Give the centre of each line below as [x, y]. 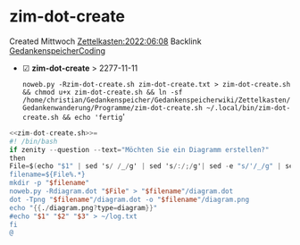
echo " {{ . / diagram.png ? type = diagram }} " [83, 207]
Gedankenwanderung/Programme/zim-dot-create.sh [112, 108]
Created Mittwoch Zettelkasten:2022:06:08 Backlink [106, 41]
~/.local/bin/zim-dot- [249, 108]
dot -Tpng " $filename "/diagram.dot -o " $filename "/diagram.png [129, 199]
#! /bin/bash [33, 141]
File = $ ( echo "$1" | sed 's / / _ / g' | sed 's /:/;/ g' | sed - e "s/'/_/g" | [146, 166]
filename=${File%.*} [48, 175]
